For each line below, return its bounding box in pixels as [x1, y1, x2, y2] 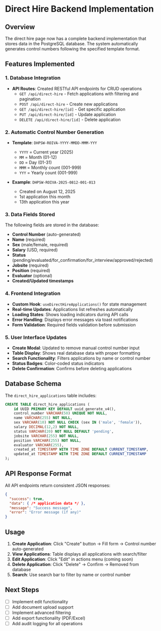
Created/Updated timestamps [12, 278, 74, 284]
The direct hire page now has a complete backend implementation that [5, 35, 146, 41]
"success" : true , [9, 496, 45, 501]
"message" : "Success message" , [9, 505, 73, 511]
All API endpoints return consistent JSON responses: [5, 482, 111, 488]
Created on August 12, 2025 [19, 188, 76, 194]
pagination [19, 96, 41, 102]
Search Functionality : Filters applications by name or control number [12, 355, 151, 361]
